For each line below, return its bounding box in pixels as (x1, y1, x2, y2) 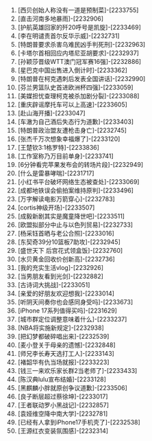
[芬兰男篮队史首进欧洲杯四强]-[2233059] (17, 83, 134, 91)
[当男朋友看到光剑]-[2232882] (17, 272, 103, 280)
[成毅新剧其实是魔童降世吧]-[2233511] (17, 212, 125, 220)
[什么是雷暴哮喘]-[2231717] (17, 169, 94, 177)
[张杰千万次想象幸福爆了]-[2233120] (17, 135, 121, 143)
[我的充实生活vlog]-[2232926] (17, 264, 104, 271)
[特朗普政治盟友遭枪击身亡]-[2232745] (17, 126, 127, 134)
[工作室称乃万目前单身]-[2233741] (17, 152, 114, 160)
